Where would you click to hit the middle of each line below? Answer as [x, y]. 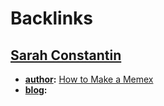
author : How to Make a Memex [89, 79]
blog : [36, 90]
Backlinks [52, 18]
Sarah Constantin [66, 55]
